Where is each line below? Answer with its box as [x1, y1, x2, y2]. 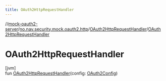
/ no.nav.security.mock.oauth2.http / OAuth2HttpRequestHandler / [18, 26, 149, 32]
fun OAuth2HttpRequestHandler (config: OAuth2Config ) [5, 70, 118, 76]
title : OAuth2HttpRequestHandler [5, 7, 74, 12]
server [5, 26, 18, 32]
